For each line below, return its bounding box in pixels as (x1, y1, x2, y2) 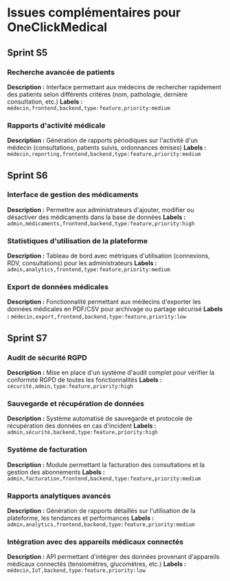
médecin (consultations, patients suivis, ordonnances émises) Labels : (7, 144, 207, 152)
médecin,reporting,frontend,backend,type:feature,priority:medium (7, 151, 201, 158)
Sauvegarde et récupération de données (7, 399, 144, 409)
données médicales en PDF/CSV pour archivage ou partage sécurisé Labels (7, 305, 223, 313)
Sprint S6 (7, 170, 48, 181)
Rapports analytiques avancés (7, 491, 111, 501)
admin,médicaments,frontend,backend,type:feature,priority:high (7, 220, 195, 227)
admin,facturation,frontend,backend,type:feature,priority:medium (7, 475, 201, 482)
